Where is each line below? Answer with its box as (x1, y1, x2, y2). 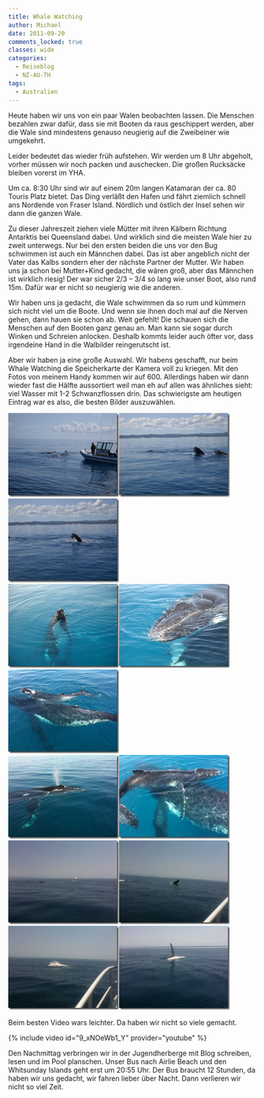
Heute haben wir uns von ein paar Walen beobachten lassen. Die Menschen (8, 111, 255, 120)
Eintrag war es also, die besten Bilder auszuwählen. (8, 397, 176, 406)
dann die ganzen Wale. (8, 208, 83, 217)
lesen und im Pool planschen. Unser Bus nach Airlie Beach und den (8, 1056, 227, 1066)
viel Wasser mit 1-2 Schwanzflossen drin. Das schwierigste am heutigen (8, 388, 242, 398)
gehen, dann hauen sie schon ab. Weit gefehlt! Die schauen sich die (8, 315, 229, 324)
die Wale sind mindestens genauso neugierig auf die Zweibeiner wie (8, 127, 230, 137)
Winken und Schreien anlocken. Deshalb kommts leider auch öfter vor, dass (8, 331, 254, 341)
